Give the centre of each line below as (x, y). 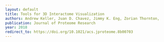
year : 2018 (16, 28)
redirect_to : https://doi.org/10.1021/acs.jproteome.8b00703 (69, 32)
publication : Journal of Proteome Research (50, 23)
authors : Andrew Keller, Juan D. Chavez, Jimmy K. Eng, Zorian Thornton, (82, 18)
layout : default (22, 9)
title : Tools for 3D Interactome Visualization (55, 14)
